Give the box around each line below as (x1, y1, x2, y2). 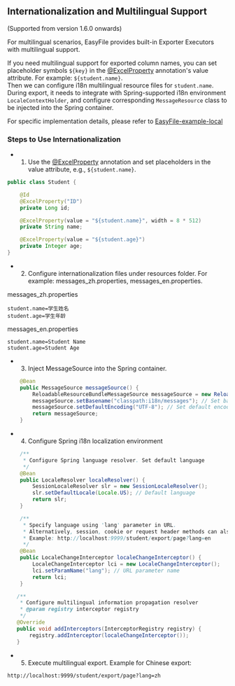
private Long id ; (20, 204, 71, 211)
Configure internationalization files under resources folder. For (27, 269, 208, 277)
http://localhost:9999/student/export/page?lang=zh (7, 672, 161, 679)
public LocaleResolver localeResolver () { (20, 476, 145, 484)
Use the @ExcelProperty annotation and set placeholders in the (27, 157, 211, 167)
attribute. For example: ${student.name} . (7, 73, 123, 82)
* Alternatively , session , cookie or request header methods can (22, 528, 218, 535)
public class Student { (7, 178, 77, 186)
